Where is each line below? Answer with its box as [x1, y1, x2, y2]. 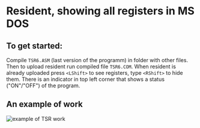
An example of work [6, 99, 83, 109]
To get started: [6, 41, 63, 51]
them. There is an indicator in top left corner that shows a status [6, 76, 165, 83]
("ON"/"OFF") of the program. [6, 82, 80, 89]
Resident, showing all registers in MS [6, 4, 195, 18]
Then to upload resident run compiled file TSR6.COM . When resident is [6, 63, 176, 70]
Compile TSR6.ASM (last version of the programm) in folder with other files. [6, 57, 188, 63]
